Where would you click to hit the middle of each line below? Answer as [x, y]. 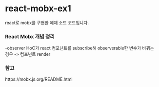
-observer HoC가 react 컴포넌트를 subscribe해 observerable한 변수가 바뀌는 [80, 48]
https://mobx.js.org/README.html [39, 79]
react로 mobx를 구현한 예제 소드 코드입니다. [47, 22]
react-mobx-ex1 [38, 9]
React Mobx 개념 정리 [30, 36]
